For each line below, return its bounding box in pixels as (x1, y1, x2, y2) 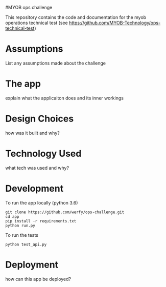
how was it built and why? (5, 130, 60, 136)
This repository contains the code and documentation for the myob (5, 14, 147, 20)
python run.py (5, 223, 36, 228)
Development (5, 182, 64, 194)
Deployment (5, 259, 59, 271)
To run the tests (5, 232, 38, 238)
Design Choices (5, 113, 74, 125)
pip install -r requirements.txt (5, 218, 77, 223)
